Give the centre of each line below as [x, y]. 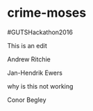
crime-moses [47, 13]
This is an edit [27, 45]
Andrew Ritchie [29, 59]
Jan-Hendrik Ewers [35, 73]
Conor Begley [27, 100]
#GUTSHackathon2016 [40, 32]
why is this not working [40, 86]
